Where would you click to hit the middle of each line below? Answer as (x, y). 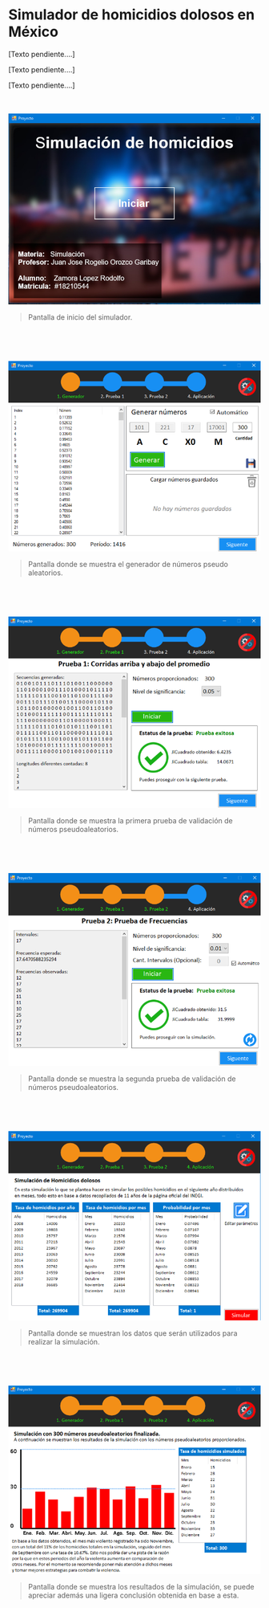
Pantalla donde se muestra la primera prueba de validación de (130, 821)
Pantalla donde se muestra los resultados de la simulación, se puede (141, 1587)
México (33, 32)
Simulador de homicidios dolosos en (131, 15)
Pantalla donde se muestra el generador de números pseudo (128, 565)
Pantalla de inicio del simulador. (80, 317)
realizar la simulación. (64, 1341)
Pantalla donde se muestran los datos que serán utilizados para (132, 1333)
